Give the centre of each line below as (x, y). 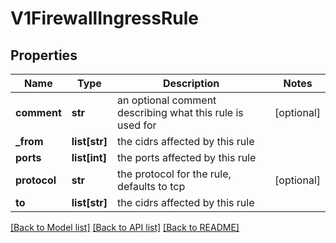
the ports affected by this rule (187, 157)
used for (137, 125)
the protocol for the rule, (174, 174)
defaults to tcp (151, 186)
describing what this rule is (180, 112)
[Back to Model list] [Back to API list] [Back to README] (125, 227)
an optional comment (167, 100)
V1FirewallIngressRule (105, 18)
